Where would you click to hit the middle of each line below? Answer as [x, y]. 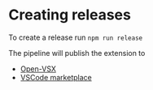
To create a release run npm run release [76, 37]
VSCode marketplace [56, 77]
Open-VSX [38, 69]
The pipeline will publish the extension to [77, 53]
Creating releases [70, 15]
